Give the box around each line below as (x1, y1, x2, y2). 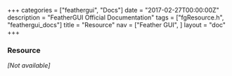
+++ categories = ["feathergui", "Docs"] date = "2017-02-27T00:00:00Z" (7, 6, 219, 14)
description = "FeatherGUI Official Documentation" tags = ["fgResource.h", (7, 13, 224, 22)
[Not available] (7, 61, 51, 70)
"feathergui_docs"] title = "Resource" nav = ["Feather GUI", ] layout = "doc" (7, 21, 226, 29)
